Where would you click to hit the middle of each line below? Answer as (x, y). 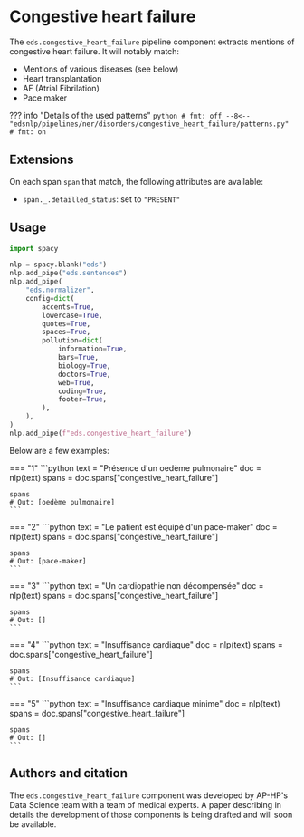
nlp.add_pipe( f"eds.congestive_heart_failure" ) (101, 433)
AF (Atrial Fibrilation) (61, 88)
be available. (33, 824)
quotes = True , (66, 323)
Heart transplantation (62, 78)
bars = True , (78, 358)
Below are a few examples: (60, 450)
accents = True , (68, 307)
